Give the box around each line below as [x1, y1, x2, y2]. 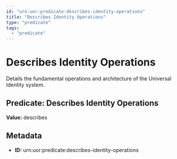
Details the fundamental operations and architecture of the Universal [6, 75, 172, 82]
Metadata [6, 131, 42, 141]
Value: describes [6, 114, 48, 121]
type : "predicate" [6, 19, 51, 25]
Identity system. [6, 82, 45, 89]
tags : [6, 25, 19, 31]
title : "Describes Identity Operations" [6, 14, 107, 20]
